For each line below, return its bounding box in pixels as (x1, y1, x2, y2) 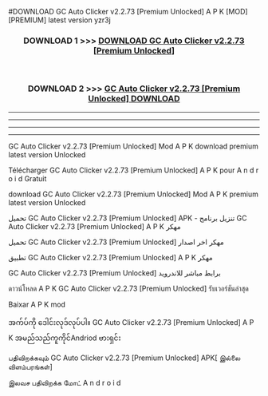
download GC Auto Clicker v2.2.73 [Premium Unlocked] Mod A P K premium (8, 189, 259, 199)
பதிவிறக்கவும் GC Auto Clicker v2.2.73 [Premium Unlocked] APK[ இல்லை (8, 353, 241, 362)
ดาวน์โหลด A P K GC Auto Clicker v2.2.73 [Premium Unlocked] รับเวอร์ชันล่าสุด (8, 283, 250, 293)
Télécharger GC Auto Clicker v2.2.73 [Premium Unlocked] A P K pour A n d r (8, 165, 259, 175)
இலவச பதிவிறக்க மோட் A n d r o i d (8, 378, 121, 387)
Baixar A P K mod (8, 299, 66, 309)
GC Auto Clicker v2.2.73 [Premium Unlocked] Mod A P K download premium (8, 141, 259, 151)
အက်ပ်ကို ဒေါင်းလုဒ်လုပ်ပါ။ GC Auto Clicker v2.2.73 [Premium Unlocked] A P (8, 317, 254, 327)
